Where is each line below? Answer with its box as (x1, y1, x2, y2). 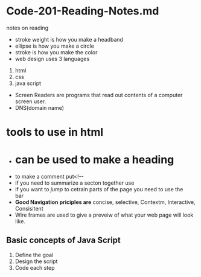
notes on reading (6, 24, 49, 31)
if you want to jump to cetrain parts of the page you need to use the (14, 186, 183, 193)
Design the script (14, 258, 58, 265)
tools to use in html (6, 126, 104, 139)
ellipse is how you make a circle (14, 42, 95, 49)
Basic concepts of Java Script (6, 235, 121, 246)
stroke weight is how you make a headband (14, 36, 124, 43)
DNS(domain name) (14, 104, 65, 111)
